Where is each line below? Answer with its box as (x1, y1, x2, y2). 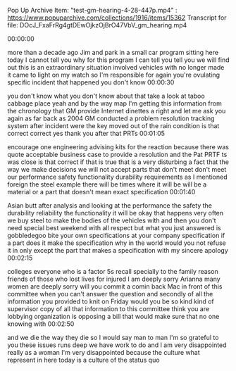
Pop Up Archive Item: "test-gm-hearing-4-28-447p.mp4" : (7, 6, 178, 14)
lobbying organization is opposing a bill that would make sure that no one (7, 313, 220, 320)
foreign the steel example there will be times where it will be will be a (7, 180, 207, 189)
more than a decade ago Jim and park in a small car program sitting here (7, 49, 219, 56)
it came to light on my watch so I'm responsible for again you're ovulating (7, 70, 221, 79)
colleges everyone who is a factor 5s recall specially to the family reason (7, 268, 218, 275)
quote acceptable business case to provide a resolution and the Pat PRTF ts (7, 151, 228, 158)
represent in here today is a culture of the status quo (7, 356, 160, 364)
